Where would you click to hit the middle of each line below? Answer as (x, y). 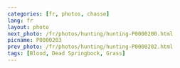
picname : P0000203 (35, 40)
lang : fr (20, 21)
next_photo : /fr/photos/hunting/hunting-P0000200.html (90, 34)
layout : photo (28, 27)
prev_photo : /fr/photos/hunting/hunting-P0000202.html (90, 47)
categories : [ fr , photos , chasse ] (59, 14)
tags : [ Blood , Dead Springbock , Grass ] (67, 54)
